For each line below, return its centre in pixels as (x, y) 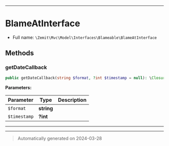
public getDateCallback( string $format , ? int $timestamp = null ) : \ (78, 78)
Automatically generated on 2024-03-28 (60, 138)
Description (72, 100)
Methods (20, 53)
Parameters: (18, 87)
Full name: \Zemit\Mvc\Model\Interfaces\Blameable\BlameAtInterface (84, 37)
